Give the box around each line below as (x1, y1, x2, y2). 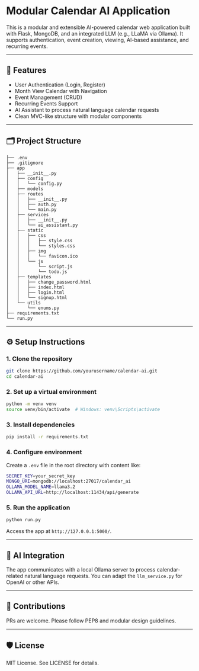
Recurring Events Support (14, 99, 78, 107)
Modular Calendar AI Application (6, 4, 171, 18)
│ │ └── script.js (6, 264, 73, 269)
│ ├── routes (6, 191, 44, 197)
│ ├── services (6, 211, 49, 217)
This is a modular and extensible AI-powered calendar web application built (6, 24, 191, 31)
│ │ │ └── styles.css (6, 243, 76, 249)
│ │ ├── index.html (6, 284, 65, 290)
